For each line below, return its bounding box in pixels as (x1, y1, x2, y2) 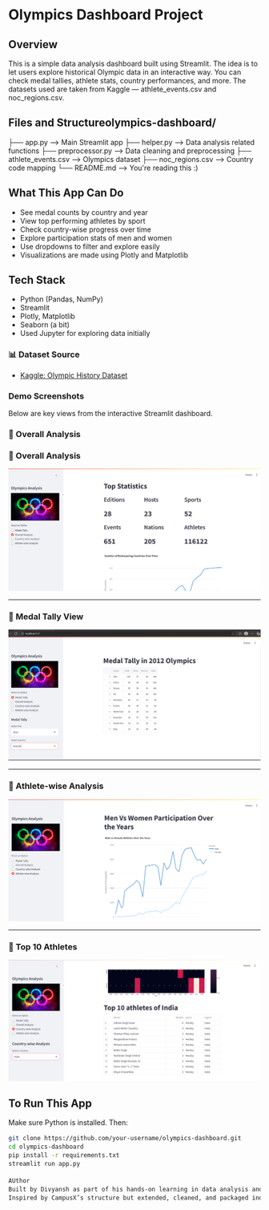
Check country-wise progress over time (19, 225, 152, 234)
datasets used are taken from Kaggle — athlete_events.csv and (8, 84, 217, 94)
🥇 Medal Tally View (8, 611, 84, 622)
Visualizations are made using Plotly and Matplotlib (19, 250, 188, 260)
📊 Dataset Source (8, 349, 80, 360)
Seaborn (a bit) (19, 320, 70, 330)
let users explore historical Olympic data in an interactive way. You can (8, 67, 242, 77)
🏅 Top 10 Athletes (8, 941, 78, 953)
